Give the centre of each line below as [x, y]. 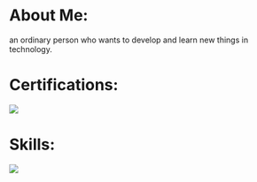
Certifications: [64, 85]
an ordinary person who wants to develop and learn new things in [129, 40]
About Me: [49, 15]
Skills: [32, 144]
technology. [31, 49]
